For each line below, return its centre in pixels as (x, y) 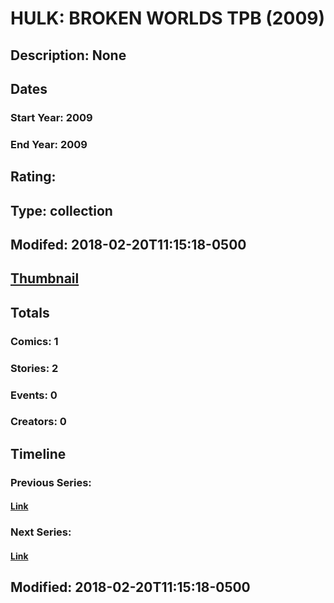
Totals (30, 312)
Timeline (38, 453)
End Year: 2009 (49, 144)
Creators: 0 (38, 422)
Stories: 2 (34, 368)
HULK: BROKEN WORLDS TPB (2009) (168, 18)
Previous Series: (51, 482)
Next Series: (41, 532)
